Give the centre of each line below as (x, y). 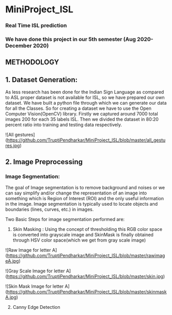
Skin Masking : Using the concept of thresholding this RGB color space (88, 229)
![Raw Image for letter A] (31, 250)
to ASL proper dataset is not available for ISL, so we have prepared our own (85, 97)
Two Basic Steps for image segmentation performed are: (65, 219)
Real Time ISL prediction (36, 26)
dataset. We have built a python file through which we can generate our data (86, 103)
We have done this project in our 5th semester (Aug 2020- (79, 40)
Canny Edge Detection (36, 307)
